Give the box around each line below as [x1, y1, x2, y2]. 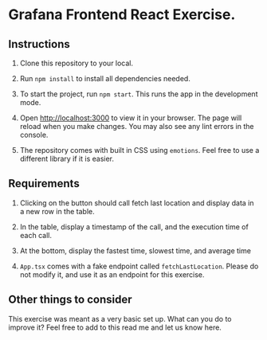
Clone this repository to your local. [19, 58, 134, 68]
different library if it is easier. [19, 154, 114, 163]
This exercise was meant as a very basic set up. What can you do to [8, 314, 232, 323]
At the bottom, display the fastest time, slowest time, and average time [19, 245, 251, 256]
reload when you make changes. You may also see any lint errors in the [19, 122, 254, 131]
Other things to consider [8, 293, 133, 307]
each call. [19, 230, 52, 240]
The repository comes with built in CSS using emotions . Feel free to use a [19, 146, 260, 154]
